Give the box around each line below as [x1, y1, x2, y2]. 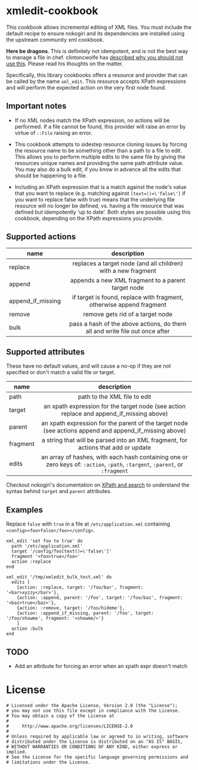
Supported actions [6, 232, 76, 242]
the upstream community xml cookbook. [6, 36, 104, 43]
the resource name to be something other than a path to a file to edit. [14, 147, 183, 154]
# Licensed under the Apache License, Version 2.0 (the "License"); [6, 702, 178, 708]
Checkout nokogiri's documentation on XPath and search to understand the [6, 481, 190, 488]
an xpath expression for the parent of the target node [41, 419, 189, 428]
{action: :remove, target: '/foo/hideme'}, [16, 605, 126, 611]
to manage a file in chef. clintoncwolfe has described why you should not [6, 54, 184, 61]
